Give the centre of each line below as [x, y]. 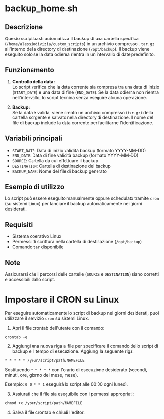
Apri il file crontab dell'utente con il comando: [58, 328]
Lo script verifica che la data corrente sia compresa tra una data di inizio [86, 87]
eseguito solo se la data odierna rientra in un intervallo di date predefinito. [80, 54]
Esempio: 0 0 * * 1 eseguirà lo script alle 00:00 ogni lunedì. [66, 384]
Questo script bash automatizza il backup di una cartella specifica [72, 38]
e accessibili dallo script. [30, 280]
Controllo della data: [33, 81]
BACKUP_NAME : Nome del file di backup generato [60, 171]
